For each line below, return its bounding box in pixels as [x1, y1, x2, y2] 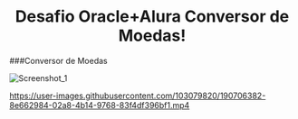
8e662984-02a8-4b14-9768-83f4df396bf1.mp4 [9, 99, 190, 110]
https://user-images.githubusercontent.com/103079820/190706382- [9, 90, 266, 101]
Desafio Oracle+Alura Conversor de [14, 6, 290, 27]
